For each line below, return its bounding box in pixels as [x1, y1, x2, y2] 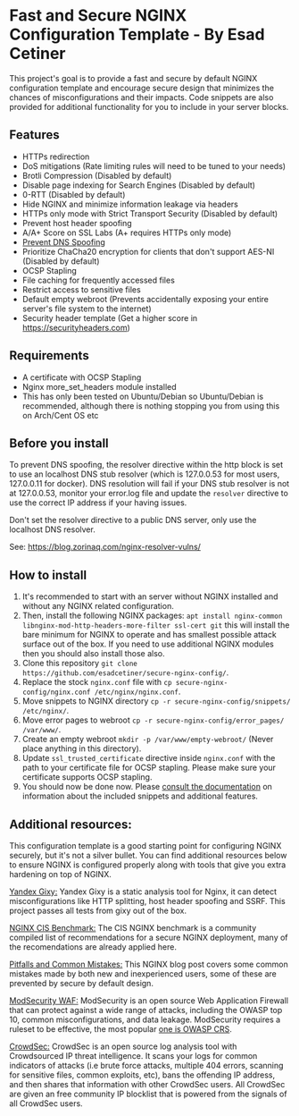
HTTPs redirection [21, 151, 90, 162]
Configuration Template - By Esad [9, 24, 265, 45]
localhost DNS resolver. [9, 524, 96, 535]
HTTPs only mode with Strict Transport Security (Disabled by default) [21, 207, 278, 219]
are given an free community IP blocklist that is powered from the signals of [9, 1088, 287, 1099]
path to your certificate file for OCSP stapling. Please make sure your [21, 762, 277, 774]
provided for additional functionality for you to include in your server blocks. [9, 101, 289, 112]
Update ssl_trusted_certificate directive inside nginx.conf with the [21, 753, 276, 764]
